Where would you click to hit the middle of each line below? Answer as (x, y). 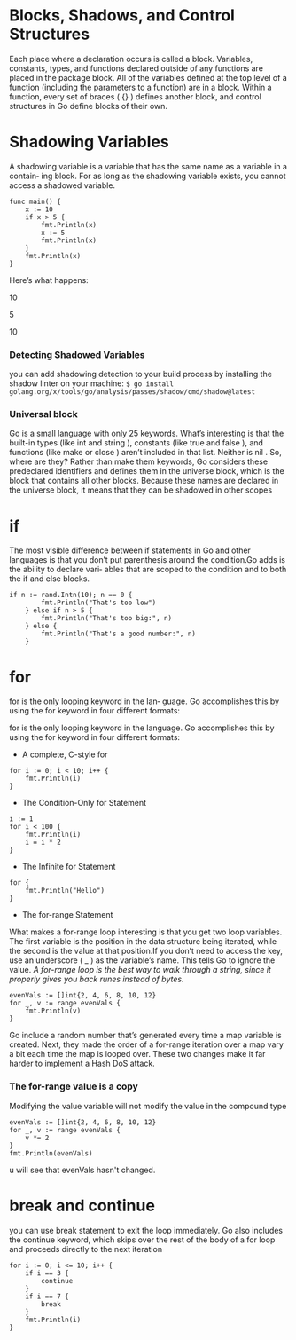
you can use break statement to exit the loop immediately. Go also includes (146, 1230)
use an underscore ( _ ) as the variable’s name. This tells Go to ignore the (142, 960)
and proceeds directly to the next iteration (86, 1249)
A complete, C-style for (65, 754)
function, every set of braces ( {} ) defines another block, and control (135, 96)
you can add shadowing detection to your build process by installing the (141, 374)
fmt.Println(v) (53, 1011)
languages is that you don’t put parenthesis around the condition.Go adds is (148, 560)
